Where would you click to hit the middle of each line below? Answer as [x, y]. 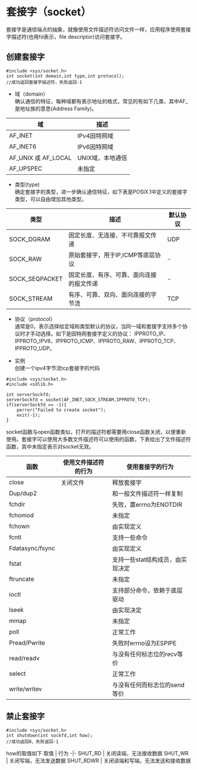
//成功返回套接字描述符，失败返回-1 [44, 82]
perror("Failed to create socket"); [62, 410]
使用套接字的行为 [150, 467]
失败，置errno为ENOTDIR [147, 504]
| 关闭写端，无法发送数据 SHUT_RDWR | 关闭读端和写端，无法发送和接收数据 [98, 761]
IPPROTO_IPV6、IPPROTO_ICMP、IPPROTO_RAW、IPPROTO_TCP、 [96, 341]
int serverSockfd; [28, 394]
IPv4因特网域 [95, 135]
